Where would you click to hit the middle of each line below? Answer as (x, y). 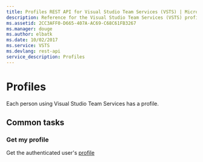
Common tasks (35, 122)
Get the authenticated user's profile (50, 153)
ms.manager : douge (29, 29)
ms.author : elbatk (29, 34)
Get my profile (28, 140)
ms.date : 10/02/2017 (32, 40)
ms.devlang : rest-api (34, 51)
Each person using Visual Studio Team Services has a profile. (82, 103)
